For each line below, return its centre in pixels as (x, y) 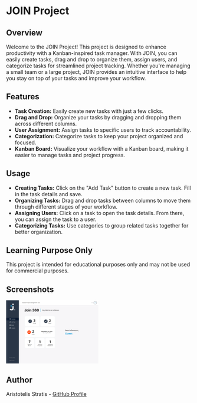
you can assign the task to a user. (55, 219)
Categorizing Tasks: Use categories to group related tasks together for (101, 225)
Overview (24, 33)
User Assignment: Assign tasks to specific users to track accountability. (103, 130)
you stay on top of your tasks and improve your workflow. (76, 78)
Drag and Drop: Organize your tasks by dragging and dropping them (98, 117)
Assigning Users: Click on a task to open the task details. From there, (99, 213)
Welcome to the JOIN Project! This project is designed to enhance (86, 47)
